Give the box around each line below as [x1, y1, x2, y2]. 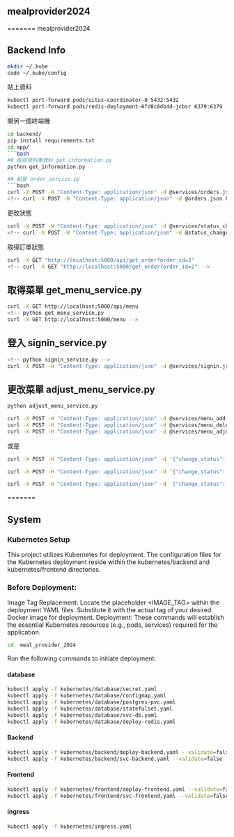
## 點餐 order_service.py [7, 176, 80, 183]
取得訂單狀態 [7, 242, 44, 251]
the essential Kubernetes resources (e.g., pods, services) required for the [7, 621, 218, 629]
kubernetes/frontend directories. [7, 565, 101, 573]
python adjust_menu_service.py [7, 403, 98, 410]
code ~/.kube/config [7, 69, 68, 76]
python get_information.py [7, 163, 86, 170]
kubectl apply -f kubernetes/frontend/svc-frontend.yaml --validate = [7, 792, 214, 799]
